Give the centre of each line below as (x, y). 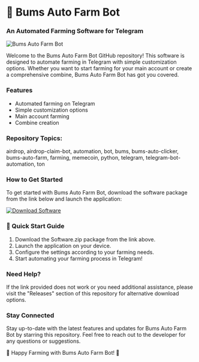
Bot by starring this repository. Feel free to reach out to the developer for (96, 335)
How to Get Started (34, 179)
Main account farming (42, 116)
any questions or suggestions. (43, 341)
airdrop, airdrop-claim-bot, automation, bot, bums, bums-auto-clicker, (92, 151)
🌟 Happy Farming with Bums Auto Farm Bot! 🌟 (63, 353)
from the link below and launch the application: (64, 199)
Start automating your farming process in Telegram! (79, 258)
